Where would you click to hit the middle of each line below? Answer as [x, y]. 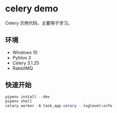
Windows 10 [25, 52]
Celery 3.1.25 [26, 63]
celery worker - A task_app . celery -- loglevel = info [59, 106]
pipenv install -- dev [28, 97]
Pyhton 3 [22, 57]
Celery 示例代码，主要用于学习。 [39, 23]
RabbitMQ [23, 68]
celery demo [32, 9]
